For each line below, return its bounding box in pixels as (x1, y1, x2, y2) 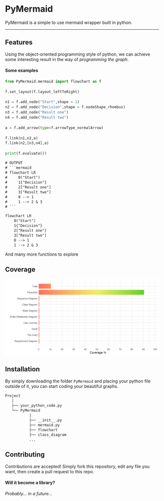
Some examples (5, 67, 39, 74)
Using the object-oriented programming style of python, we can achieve (5, 51, 150, 57)
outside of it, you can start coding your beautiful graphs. (5, 383, 119, 389)
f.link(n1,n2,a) (5, 136, 38, 140)
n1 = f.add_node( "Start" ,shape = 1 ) (5, 100, 80, 104)
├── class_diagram (29, 432, 67, 437)
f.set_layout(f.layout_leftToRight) (5, 89, 80, 94)
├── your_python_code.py (11, 403, 62, 408)
